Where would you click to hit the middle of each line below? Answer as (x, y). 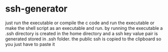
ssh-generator (36, 9)
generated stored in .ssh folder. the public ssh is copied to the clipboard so (83, 39)
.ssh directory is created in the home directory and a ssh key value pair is (82, 33)
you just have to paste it (30, 44)
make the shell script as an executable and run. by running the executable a (84, 28)
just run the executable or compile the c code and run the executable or (80, 23)
